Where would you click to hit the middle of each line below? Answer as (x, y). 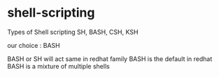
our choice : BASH (34, 45)
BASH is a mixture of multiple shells (58, 66)
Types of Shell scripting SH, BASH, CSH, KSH (73, 32)
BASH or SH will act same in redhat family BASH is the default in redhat (110, 59)
